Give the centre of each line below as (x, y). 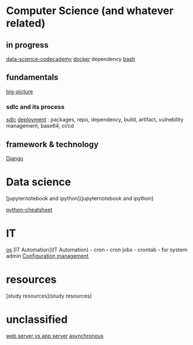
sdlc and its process (35, 107)
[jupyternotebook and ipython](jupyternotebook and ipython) (80, 198)
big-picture (20, 92)
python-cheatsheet (29, 209)
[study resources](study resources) (49, 296)
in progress (27, 45)
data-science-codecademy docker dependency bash (71, 59)
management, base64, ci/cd (40, 126)
